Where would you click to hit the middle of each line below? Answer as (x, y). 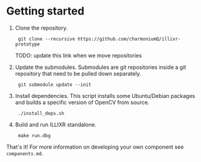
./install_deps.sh (41, 113)
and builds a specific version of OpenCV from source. (82, 102)
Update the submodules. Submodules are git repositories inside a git (100, 67)
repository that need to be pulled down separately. (78, 73)
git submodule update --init (55, 85)
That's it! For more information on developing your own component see (95, 147)
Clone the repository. (41, 28)
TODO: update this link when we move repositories (78, 55)
